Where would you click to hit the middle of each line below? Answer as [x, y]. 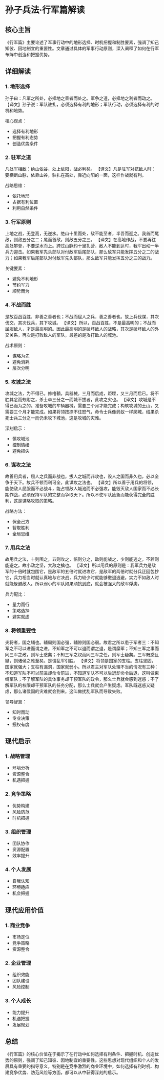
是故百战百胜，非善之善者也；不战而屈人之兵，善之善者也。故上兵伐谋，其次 [82, 317]
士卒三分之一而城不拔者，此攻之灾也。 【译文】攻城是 [97, 399]
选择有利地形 [25, 131]
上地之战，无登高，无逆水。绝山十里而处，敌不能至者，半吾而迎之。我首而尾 [82, 233]
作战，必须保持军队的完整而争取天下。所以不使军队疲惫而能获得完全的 [80, 495]
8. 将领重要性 [20, 631]
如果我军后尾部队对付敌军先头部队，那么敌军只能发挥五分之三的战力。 [84, 258]
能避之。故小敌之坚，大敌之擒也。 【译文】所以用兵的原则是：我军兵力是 [78, 565]
